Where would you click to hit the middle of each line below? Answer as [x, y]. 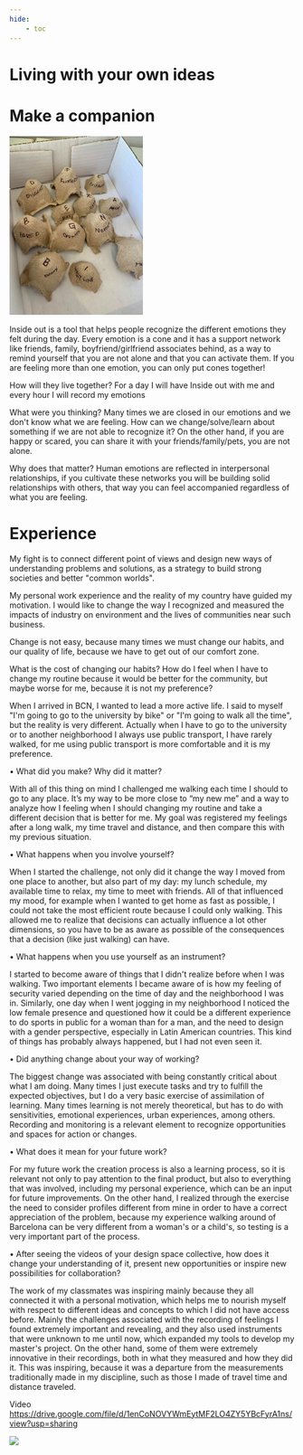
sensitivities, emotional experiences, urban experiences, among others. [142, 1115]
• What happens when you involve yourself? [92, 854]
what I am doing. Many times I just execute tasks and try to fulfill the [136, 1086]
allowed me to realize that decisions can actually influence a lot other [138, 920]
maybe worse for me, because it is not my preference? [111, 688]
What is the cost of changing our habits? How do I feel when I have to [139, 668]
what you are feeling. [49, 496]
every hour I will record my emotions [78, 394]
